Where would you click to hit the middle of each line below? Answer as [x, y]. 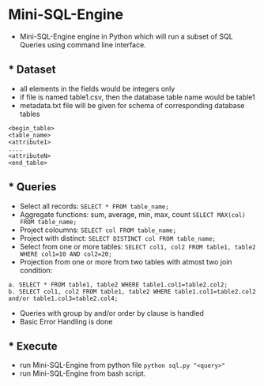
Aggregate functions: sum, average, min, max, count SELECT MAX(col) [133, 214]
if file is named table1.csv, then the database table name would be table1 [137, 97]
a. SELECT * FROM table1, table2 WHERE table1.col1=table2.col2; [118, 285]
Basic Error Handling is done [66, 321]
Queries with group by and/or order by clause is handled [111, 313]
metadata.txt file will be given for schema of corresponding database [132, 105]
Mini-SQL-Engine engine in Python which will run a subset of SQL [126, 36]
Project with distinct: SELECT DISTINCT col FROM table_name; [117, 238]
